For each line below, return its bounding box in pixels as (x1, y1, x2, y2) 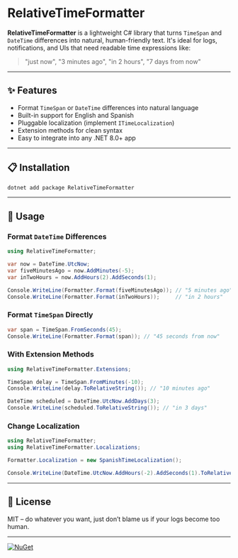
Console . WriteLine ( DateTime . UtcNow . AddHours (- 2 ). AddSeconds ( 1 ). (7, 470, 201, 477)
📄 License (7, 496, 52, 508)
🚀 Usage (7, 210, 45, 222)
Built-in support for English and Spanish (17, 111, 135, 119)
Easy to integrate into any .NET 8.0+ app (17, 133, 136, 142)
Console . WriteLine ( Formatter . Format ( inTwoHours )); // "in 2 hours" (7, 293, 223, 300)
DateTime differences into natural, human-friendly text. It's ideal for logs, (7, 35, 217, 44)
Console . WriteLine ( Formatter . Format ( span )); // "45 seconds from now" (7, 332, 220, 340)
